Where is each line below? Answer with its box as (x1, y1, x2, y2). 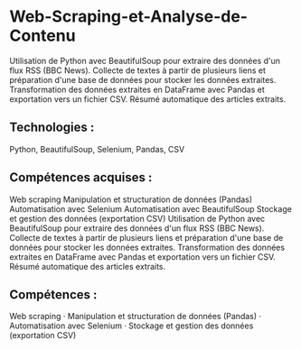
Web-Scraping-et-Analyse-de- (9, 6, 249, 27)
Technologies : (9, 120, 95, 135)
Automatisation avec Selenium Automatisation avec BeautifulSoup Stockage (9, 203, 292, 214)
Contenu (9, 25, 76, 46)
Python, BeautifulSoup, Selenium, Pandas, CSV (9, 143, 185, 154)
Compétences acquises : (9, 170, 153, 186)
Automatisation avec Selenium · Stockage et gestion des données (9, 320, 254, 331)
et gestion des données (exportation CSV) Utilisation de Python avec (9, 213, 266, 224)
